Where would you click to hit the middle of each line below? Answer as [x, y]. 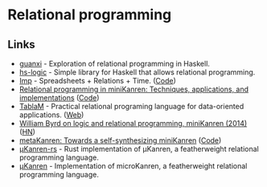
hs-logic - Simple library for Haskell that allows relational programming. [137, 72]
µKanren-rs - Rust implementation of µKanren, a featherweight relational [139, 149]
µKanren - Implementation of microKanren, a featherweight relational [133, 166]
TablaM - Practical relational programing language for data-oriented [131, 106]
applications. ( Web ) [51, 115]
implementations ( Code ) [59, 98]
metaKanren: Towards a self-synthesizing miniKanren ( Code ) [120, 140]
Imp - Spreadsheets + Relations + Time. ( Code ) [97, 81]
